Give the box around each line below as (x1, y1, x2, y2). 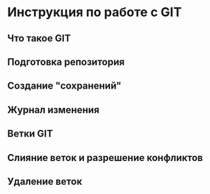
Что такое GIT (7, 32, 71, 44)
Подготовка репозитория (7, 56, 125, 67)
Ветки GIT (7, 128, 54, 140)
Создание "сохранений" (7, 80, 122, 92)
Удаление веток (7, 175, 82, 187)
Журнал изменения (7, 103, 100, 116)
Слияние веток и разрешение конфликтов (7, 152, 203, 164)
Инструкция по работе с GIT (7, 4, 182, 20)
